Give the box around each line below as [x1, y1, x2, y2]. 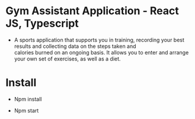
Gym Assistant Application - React [5, 4, 179, 18]
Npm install [14, 95, 42, 102]
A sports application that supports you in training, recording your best [14, 36, 185, 43]
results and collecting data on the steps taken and [14, 43, 137, 50]
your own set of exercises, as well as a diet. [14, 55, 121, 62]
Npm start [14, 107, 39, 114]
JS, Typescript [5, 17, 79, 30]
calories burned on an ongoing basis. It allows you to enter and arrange [14, 49, 189, 56]
